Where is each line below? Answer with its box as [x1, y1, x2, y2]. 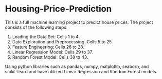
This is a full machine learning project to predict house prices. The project [5, 19, 153, 25]
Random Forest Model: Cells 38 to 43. [12, 54, 89, 60]
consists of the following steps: [5, 24, 68, 30]
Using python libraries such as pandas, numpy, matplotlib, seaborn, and [5, 64, 149, 69]
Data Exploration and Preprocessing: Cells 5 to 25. [12, 39, 113, 44]
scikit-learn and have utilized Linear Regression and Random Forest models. [5, 68, 158, 74]
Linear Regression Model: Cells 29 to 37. [12, 49, 93, 55]
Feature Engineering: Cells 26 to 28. [12, 44, 84, 50]
